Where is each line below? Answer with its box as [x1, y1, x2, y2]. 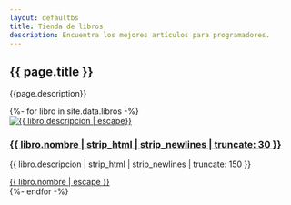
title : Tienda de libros [9, 22, 104, 31]
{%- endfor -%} [9, 186, 69, 197]
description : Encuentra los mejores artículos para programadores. [9, 30, 271, 39]
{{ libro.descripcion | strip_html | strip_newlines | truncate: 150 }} [9, 159, 252, 169]
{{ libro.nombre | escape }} [9, 177, 111, 188]
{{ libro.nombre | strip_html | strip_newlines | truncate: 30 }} [9, 138, 282, 151]
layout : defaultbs [9, 13, 79, 23]
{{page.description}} [9, 88, 87, 99]
